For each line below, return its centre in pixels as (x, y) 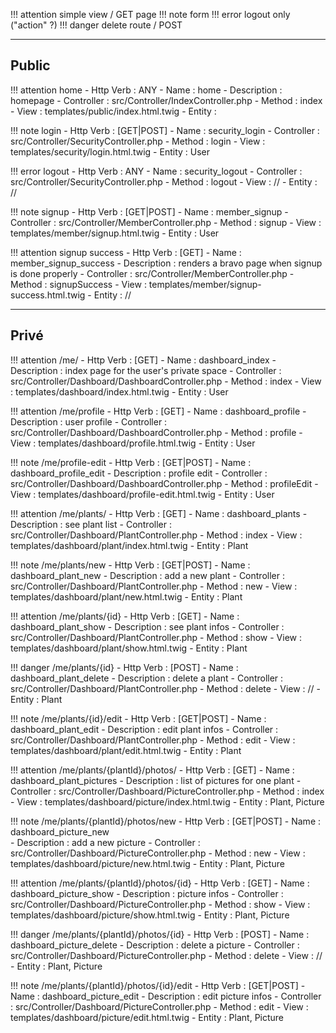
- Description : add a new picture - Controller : (105, 842)
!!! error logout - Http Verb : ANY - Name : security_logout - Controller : (156, 171)
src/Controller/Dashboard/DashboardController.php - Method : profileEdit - (164, 483)
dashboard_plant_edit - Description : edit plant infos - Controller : (144, 729)
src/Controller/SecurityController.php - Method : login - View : (138, 141)
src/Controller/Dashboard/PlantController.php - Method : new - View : (154, 586)
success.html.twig (48, 295)
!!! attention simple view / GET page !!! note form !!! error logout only (150, 14)
